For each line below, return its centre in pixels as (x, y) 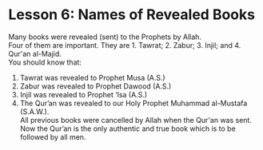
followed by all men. (53, 136)
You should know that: (45, 62)
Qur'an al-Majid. (35, 53)
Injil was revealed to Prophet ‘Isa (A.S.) (84, 94)
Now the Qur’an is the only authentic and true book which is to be (128, 128)
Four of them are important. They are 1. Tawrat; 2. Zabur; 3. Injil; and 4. (125, 45)
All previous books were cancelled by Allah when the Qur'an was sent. (135, 120)
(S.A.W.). (34, 111)
